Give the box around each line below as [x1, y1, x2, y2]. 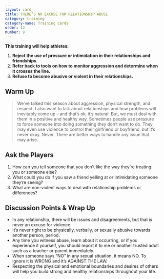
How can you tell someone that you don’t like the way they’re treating [12, 164, 152, 170]
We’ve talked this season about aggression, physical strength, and [17, 100, 151, 106]
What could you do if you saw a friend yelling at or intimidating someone [12, 174, 158, 180]
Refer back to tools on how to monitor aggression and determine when [12, 63, 158, 69]
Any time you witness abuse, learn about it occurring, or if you [12, 238, 138, 243]
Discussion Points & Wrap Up [5, 204, 95, 212]
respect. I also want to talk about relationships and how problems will [17, 105, 156, 111]
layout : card [5, 7, 32, 12]
